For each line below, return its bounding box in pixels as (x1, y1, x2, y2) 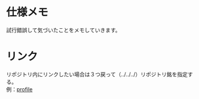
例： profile (6, 85, 33, 93)
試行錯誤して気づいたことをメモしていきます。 (6, 26, 121, 34)
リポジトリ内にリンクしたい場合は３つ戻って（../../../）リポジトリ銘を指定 (6, 70, 188, 78)
